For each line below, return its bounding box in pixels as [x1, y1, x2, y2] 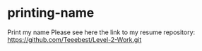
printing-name [7, 5, 95, 21]
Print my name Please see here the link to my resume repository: [7, 28, 196, 36]
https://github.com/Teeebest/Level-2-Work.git [7, 35, 142, 43]
